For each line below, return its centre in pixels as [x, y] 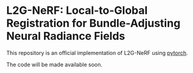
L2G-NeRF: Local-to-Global [77, 11]
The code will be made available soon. [54, 65]
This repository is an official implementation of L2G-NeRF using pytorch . [97, 52]
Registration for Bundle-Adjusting [93, 23]
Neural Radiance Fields [66, 36]
